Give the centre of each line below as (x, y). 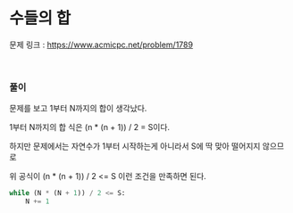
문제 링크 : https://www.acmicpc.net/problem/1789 (101, 45)
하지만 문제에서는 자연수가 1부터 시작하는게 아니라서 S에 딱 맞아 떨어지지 (135, 146)
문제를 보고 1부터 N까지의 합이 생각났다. (78, 109)
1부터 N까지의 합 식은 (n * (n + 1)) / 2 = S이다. (90, 127)
